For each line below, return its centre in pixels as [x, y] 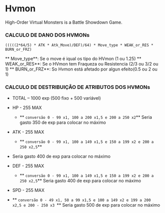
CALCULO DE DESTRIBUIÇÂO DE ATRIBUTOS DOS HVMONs [78, 87]
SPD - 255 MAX [28, 190]
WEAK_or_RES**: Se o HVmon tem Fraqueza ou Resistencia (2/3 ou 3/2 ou [82, 64]
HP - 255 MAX [27, 107]
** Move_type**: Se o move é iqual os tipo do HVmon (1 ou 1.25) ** [73, 59]
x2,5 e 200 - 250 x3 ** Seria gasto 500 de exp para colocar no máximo [86, 205]
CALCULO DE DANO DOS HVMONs [47, 35]
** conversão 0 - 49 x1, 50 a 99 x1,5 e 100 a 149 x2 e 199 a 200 [82, 200]
